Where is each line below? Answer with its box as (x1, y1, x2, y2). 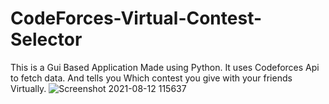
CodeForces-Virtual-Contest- (10, 7, 263, 30)
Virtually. (10, 82, 47, 94)
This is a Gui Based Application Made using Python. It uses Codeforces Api (10, 61, 320, 73)
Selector (10, 28, 83, 51)
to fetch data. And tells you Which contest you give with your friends (10, 72, 293, 84)
